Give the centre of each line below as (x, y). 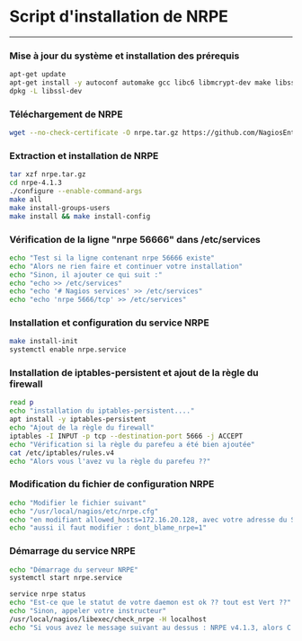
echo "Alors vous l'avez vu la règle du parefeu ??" (110, 461)
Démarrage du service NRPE (73, 551)
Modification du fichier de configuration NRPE (112, 485)
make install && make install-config (80, 216)
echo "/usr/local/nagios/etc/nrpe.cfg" (84, 511)
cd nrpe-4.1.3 (36, 183)
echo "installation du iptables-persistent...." (102, 411)
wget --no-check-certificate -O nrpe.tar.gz (94, 133)
